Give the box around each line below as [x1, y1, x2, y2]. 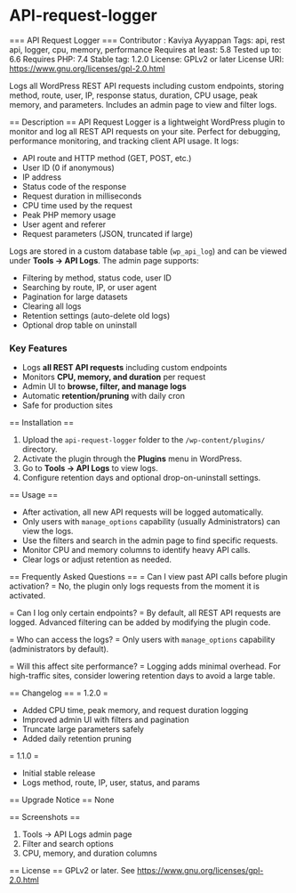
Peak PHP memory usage [21, 209, 116, 220]
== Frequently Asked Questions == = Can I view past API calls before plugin [9, 572, 288, 582]
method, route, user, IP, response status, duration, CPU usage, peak [9, 90, 259, 101]
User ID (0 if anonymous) [21, 162, 116, 173]
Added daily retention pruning [21, 734, 132, 744]
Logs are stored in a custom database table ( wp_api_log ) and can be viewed [9, 246, 287, 256]
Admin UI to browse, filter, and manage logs [21, 381, 187, 392]
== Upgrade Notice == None [9, 794, 115, 806]
